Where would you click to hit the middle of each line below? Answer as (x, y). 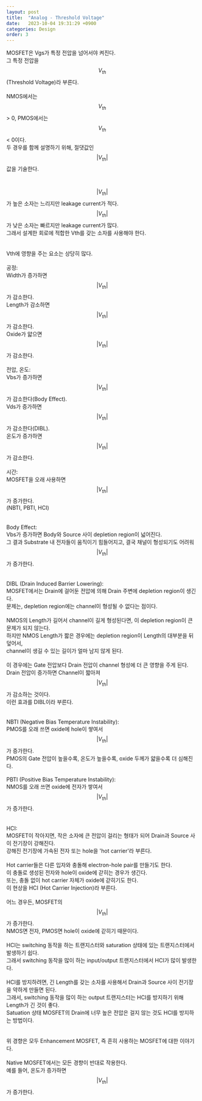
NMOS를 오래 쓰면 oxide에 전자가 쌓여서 (54, 787)
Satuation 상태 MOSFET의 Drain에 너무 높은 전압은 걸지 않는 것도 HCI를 (92, 1013)
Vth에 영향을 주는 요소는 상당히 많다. (50, 253)
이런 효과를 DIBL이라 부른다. (40, 702)
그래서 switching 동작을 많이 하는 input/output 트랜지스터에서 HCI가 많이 (93, 961)
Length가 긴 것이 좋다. (33, 1005)
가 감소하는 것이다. (28, 694)
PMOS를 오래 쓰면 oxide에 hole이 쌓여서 (55, 729)
